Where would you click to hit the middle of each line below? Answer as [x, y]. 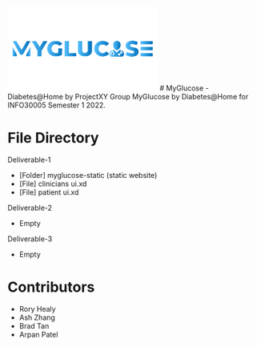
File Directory [53, 137]
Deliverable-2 [30, 208]
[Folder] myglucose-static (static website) [88, 176]
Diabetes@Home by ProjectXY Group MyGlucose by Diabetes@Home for [128, 97]
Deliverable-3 [30, 239]
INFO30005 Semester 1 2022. [56, 105]
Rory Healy [38, 309]
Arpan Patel [38, 335]
